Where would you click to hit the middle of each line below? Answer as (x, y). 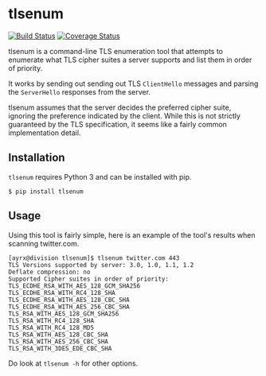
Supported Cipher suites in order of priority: (89, 279)
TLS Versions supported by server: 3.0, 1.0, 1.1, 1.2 (101, 265)
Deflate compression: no (49, 272)
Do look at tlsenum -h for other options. (73, 363)
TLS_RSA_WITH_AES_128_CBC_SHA (59, 335)
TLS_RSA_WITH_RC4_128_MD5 (51, 328)
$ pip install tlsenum (46, 192)
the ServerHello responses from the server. (80, 91)
